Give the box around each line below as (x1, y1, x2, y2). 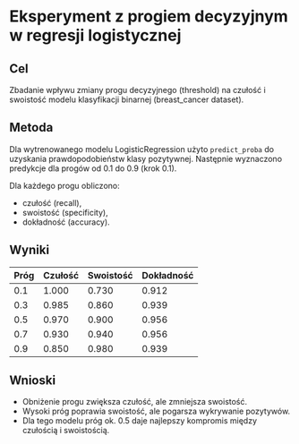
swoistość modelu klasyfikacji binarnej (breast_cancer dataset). (9, 94, 244, 105)
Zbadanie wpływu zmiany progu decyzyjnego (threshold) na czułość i (9, 85, 266, 95)
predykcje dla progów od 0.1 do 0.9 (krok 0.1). (9, 163, 177, 174)
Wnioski (9, 373, 56, 388)
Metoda (9, 120, 54, 135)
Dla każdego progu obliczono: (9, 180, 120, 191)
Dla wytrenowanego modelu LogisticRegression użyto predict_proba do (9, 143, 275, 154)
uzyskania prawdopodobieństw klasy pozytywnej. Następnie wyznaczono (9, 153, 283, 164)
